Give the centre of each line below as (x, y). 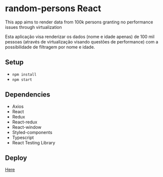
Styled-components (32, 132)
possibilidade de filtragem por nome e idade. (50, 47)
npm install (24, 74)
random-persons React (53, 9)
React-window (27, 127)
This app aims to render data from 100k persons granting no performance (79, 22)
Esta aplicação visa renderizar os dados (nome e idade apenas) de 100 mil (80, 37)
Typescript (23, 138)
